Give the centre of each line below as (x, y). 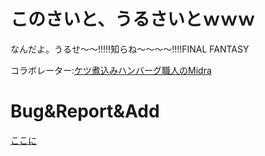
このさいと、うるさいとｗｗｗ (132, 19)
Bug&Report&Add (85, 111)
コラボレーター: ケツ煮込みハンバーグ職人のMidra (111, 70)
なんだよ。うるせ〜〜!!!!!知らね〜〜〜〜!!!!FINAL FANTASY (130, 49)
